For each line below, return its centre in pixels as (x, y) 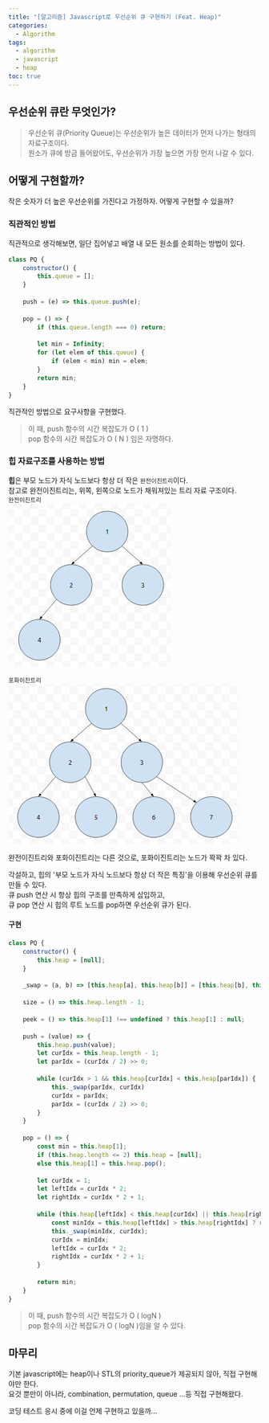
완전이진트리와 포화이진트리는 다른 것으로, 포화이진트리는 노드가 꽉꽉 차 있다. (128, 857)
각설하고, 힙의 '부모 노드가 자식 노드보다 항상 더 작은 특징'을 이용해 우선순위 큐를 (133, 874)
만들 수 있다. (28, 885)
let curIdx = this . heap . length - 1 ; (98, 1053)
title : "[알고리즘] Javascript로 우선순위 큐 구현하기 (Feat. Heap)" (115, 17)
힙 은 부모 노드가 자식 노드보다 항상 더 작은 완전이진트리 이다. (98, 480)
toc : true (25, 76)
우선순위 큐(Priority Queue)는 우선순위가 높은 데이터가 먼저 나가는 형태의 (142, 133)
